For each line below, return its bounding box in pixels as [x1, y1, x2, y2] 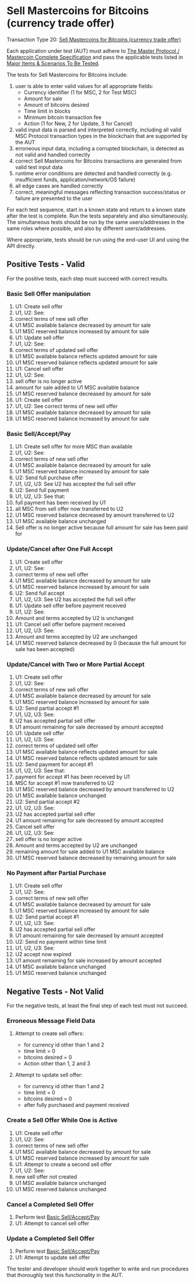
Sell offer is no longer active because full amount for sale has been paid [15, 524, 189, 531]
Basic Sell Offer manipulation [6, 289, 91, 297]
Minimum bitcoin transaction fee [23, 113, 102, 121]
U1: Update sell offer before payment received [15, 602, 126, 609]
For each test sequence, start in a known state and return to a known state [6, 206, 186, 213]
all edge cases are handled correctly [15, 182, 103, 189]
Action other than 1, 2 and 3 [23, 1060, 90, 1067]
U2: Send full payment [15, 487, 69, 494]
